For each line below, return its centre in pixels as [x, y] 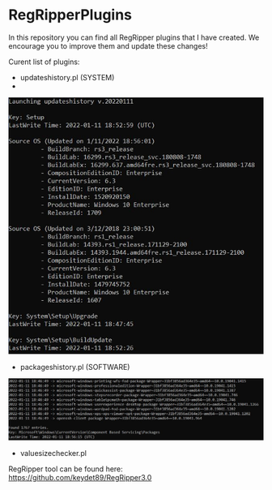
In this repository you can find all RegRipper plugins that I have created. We [134, 37]
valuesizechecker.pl [53, 453]
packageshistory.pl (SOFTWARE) [75, 367]
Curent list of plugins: [44, 62]
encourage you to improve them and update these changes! [108, 45]
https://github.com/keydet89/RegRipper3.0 [80, 478]
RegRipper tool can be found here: [66, 469]
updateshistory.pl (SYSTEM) [67, 77]
